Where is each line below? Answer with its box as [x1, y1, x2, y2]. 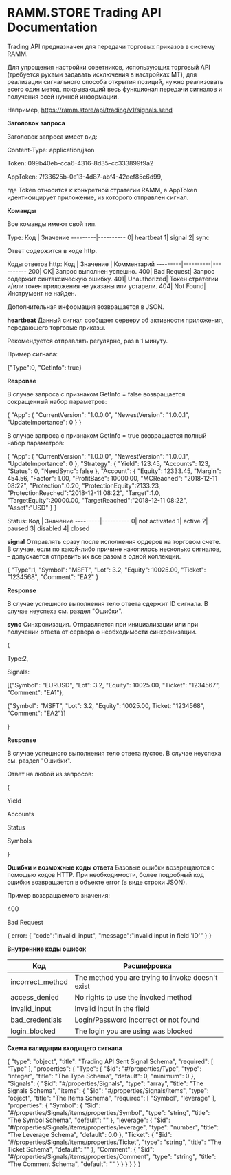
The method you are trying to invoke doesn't [74, 972, 218, 982]
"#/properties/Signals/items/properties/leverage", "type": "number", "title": [7, 1123, 219, 1132]
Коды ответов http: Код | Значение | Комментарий [7, 260, 155, 268]
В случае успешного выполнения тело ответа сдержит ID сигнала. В [7, 599, 208, 607]
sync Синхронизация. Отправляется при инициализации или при [7, 620, 199, 628]
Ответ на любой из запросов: [7, 770, 94, 778]
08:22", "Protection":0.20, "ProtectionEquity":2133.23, [7, 481, 161, 490]
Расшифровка [123, 961, 172, 970]
